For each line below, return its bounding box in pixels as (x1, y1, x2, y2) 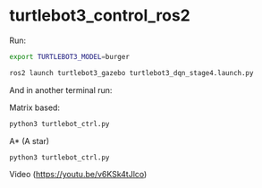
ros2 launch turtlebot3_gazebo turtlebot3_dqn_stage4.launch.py (9, 68, 254, 77)
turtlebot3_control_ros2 (9, 5, 190, 26)
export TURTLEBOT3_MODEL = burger (9, 52, 130, 61)
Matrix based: (9, 102, 61, 113)
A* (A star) (9, 135, 50, 146)
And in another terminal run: (9, 84, 113, 95)
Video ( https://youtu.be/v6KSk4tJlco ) (9, 169, 148, 180)
